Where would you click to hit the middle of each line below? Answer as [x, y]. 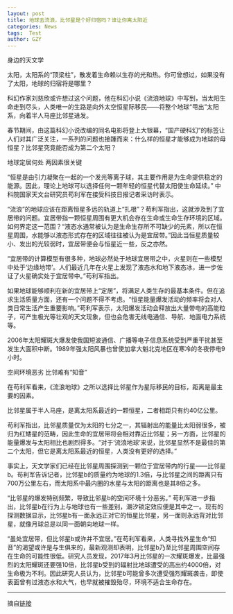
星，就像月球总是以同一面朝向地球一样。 [65, 524]
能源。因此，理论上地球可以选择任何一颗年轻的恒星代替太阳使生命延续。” [110, 186]
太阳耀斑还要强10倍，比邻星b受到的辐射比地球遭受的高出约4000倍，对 [120, 565]
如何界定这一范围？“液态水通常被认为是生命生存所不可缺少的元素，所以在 [112, 227]
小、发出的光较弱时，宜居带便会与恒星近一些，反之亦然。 [89, 244]
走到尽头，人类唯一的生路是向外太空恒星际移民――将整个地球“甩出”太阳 [116, 107]
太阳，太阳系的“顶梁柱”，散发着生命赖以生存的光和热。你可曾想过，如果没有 [116, 75]
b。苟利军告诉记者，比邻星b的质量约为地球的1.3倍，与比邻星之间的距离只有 [115, 475]
